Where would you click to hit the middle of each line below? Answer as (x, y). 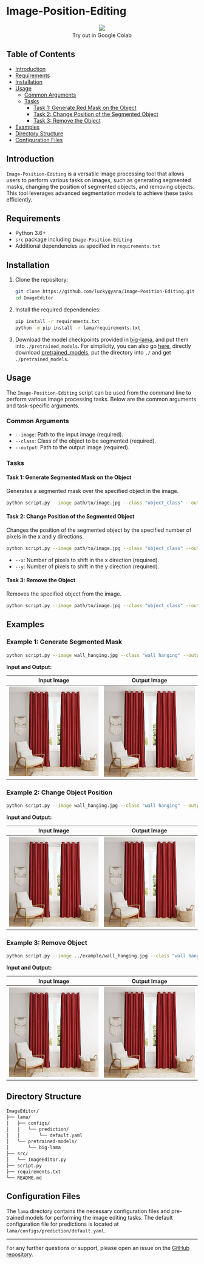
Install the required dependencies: (58, 309)
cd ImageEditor (34, 298)
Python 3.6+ (31, 233)
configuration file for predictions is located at (63, 1224)
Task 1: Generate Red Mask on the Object (85, 107)
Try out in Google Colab (102, 35)
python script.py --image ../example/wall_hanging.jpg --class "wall (96, 956)
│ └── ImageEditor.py (36, 1160)
